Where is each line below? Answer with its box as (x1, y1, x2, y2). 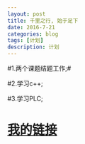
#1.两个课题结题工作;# (7, 64, 72, 72)
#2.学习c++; (7, 79, 44, 88)
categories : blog (7, 30, 59, 38)
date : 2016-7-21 (7, 24, 55, 31)
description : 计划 (7, 43, 59, 51)
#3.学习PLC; (7, 94, 44, 103)
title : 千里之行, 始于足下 (7, 17, 79, 24)
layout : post (7, 10, 46, 18)
